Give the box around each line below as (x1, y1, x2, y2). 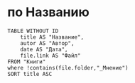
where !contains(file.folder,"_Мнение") (7, 64, 129, 71)
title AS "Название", (20, 33, 84, 41)
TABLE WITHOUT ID (7, 27, 59, 34)
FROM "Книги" (7, 58, 46, 65)
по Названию (7, 4, 90, 20)
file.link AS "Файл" (20, 52, 81, 59)
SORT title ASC (7, 70, 53, 77)
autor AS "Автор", (20, 39, 75, 46)
